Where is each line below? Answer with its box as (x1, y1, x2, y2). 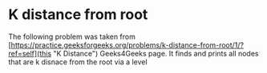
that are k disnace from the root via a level (8, 57, 148, 67)
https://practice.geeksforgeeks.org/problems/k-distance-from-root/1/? (10, 40, 245, 49)
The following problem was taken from (8, 32, 136, 41)
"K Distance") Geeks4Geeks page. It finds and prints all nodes (53, 48, 259, 58)
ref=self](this (8, 48, 52, 58)
